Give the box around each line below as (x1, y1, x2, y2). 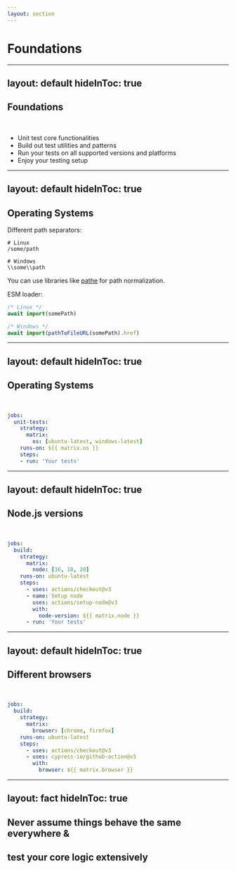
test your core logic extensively (7, 852, 149, 864)
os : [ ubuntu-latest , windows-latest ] (32, 438, 143, 445)
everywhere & (7, 827, 70, 839)
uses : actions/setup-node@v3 (32, 599, 118, 606)
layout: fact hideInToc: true (7, 793, 128, 804)
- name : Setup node (25, 592, 83, 599)
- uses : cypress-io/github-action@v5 (25, 753, 137, 761)
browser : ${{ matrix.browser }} (38, 766, 133, 773)
